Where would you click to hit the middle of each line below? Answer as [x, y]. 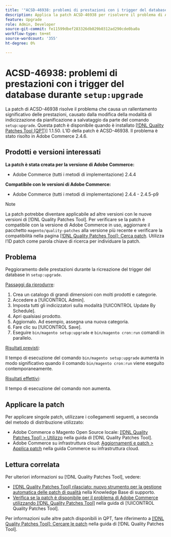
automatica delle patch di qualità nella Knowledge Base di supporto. [84, 492]
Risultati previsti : [23, 348]
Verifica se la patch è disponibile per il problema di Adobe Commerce [85, 497]
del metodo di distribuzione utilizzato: [45, 423]
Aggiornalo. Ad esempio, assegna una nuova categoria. [71, 322]
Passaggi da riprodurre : [30, 285]
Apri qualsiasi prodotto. [37, 316]
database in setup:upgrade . [34, 275]
